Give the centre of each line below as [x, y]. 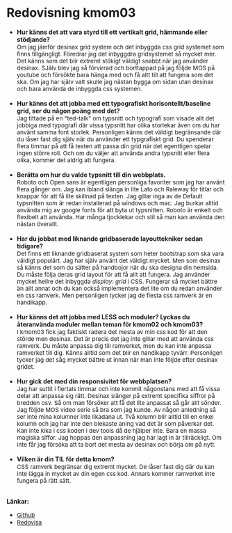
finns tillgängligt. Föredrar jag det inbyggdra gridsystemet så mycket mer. [116, 54]
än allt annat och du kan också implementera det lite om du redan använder [119, 288]
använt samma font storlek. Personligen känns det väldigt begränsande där [119, 132]
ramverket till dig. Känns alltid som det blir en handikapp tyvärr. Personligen [119, 352]
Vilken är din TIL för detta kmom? [66, 459]
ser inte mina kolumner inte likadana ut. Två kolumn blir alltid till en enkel [115, 416]
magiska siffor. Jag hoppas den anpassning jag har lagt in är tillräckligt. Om [119, 437]
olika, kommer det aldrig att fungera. [66, 160]
